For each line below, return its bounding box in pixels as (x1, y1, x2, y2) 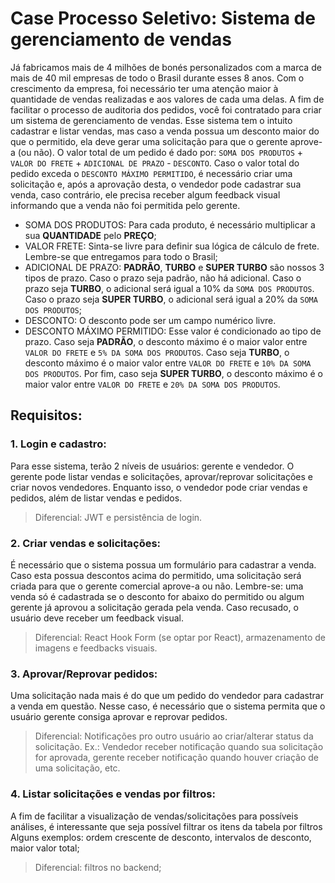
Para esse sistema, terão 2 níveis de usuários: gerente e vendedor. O (10, 460, 295, 472)
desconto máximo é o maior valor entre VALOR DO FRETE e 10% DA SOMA (24, 357, 312, 369)
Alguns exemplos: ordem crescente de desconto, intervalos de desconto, (10, 831, 312, 843)
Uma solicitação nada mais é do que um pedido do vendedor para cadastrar (10, 690, 324, 702)
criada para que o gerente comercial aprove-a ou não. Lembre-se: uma (10, 580, 304, 592)
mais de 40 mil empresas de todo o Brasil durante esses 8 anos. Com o (10, 72, 305, 84)
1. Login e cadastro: (10, 437, 107, 451)
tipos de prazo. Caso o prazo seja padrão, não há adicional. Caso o (24, 272, 302, 284)
